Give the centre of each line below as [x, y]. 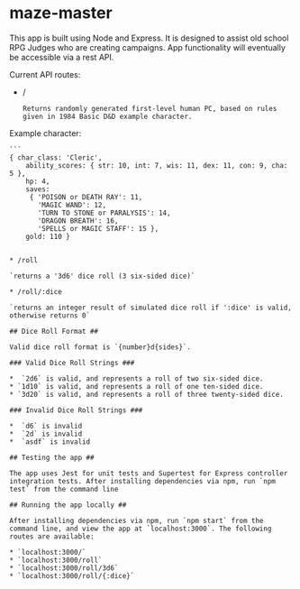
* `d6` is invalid [46, 426]
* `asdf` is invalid [50, 442]
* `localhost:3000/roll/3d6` [64, 568]
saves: [38, 189]
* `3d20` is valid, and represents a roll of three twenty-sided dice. [146, 394]
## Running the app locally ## [68, 505]
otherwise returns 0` [50, 315]
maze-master [61, 13]
